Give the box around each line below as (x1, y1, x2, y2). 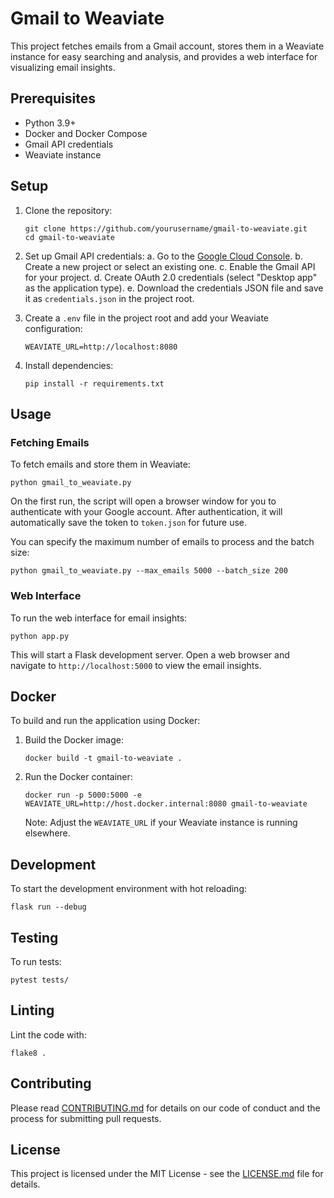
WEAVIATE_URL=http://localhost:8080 (24, 342, 178, 352)
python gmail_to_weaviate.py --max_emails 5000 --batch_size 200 (10, 566, 288, 576)
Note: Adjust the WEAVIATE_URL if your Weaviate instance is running (24, 817, 298, 829)
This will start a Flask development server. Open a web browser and (10, 648, 290, 661)
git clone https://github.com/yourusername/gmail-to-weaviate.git (24, 223, 308, 234)
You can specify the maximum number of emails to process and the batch (10, 536, 315, 548)
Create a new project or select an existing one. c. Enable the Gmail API (24, 260, 316, 272)
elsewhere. (24, 827, 71, 839)
